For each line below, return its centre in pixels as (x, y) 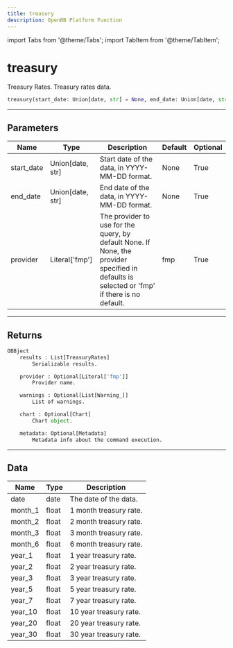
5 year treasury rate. (103, 589)
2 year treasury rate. (103, 567)
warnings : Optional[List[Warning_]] (74, 395)
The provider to (125, 216)
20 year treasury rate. (105, 623)
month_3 (25, 533)
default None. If (125, 242)
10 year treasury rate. (105, 612)
